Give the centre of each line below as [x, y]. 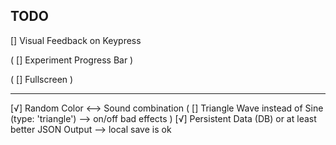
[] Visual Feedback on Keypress [76, 40]
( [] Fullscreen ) [42, 79]
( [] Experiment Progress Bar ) [72, 60]
